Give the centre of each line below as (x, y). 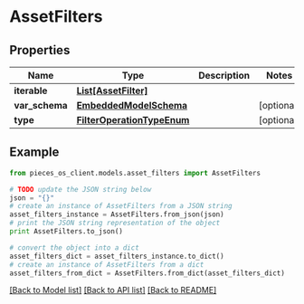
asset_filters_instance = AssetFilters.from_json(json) (117, 214)
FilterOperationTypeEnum (133, 120)
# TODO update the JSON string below (81, 189)
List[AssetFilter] (112, 90)
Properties (40, 50)
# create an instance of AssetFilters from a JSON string (121, 206)
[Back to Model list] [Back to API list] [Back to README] (113, 290)
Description (224, 76)
